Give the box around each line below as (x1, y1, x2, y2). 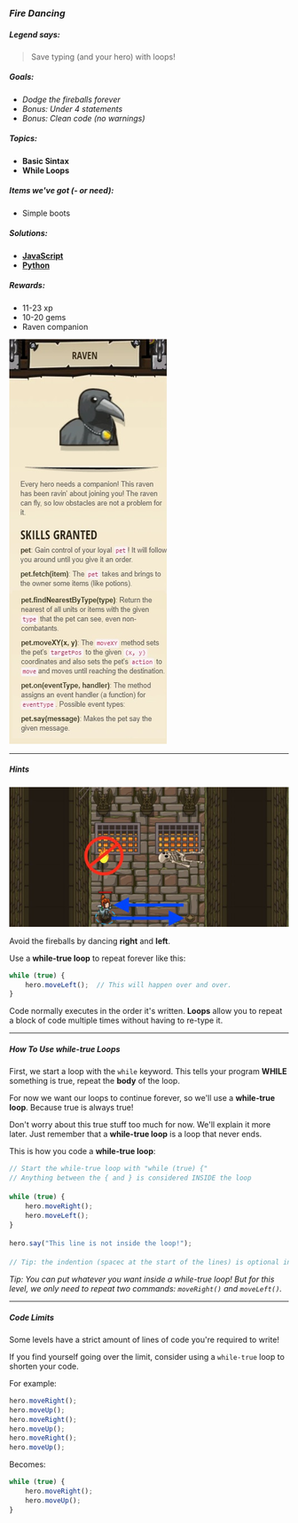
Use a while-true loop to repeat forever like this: (9, 953, 186, 963)
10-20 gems (21, 311, 67, 322)
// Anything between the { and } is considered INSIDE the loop (9, 1174, 252, 1182)
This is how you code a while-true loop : (9, 1146, 156, 1157)
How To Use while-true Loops (9, 1043, 121, 1054)
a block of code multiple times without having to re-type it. (9, 1015, 223, 1026)
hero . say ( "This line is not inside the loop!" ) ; (9, 1239, 192, 1248)
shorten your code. (9, 1361, 80, 1371)
